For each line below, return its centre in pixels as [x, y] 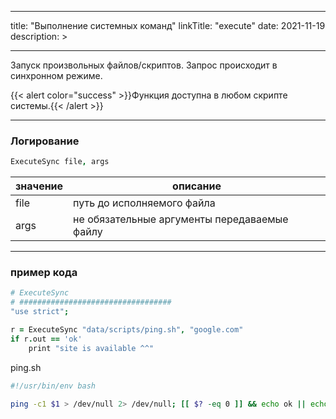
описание [197, 186]
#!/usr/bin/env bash [53, 386]
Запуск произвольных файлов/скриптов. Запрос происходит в [144, 65]
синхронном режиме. [56, 75]
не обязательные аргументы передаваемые [181, 219]
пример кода [44, 273]
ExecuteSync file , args [60, 162]
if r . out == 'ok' [46, 339]
